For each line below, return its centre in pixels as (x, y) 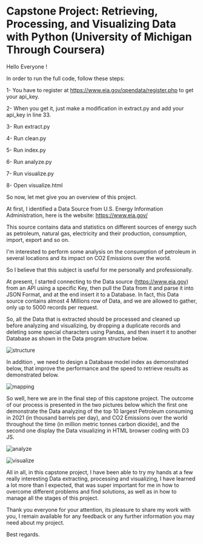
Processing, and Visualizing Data (91, 24)
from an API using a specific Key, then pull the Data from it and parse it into (100, 288)
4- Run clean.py (26, 138)
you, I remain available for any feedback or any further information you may (101, 516)
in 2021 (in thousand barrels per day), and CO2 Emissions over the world (97, 417)
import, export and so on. (38, 240)
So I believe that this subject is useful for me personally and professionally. (100, 270)
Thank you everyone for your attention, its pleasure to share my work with (98, 509)
